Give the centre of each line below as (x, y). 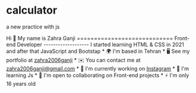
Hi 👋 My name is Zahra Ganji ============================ (90, 38)
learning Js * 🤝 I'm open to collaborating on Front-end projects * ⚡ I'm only (98, 75)
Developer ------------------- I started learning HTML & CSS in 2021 (100, 44)
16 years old (21, 84)
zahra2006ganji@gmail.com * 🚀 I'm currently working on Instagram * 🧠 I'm (98, 68)
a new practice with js (33, 27)
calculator (32, 10)
